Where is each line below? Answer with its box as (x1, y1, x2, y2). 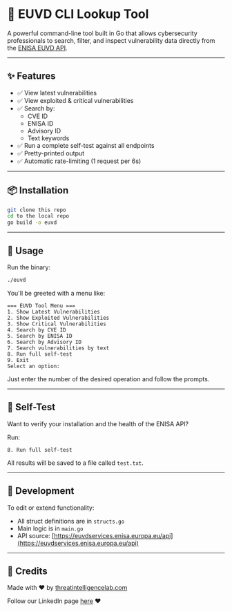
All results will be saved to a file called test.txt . (7, 459, 144, 467)
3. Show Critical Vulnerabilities (7, 321, 107, 327)
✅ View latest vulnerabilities (17, 88, 97, 97)
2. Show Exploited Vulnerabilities (7, 314, 110, 321)
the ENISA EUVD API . (7, 44, 68, 52)
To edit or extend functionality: (7, 504, 95, 512)
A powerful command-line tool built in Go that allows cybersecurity (7, 29, 198, 37)
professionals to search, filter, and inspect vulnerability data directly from (7, 36, 215, 44)
